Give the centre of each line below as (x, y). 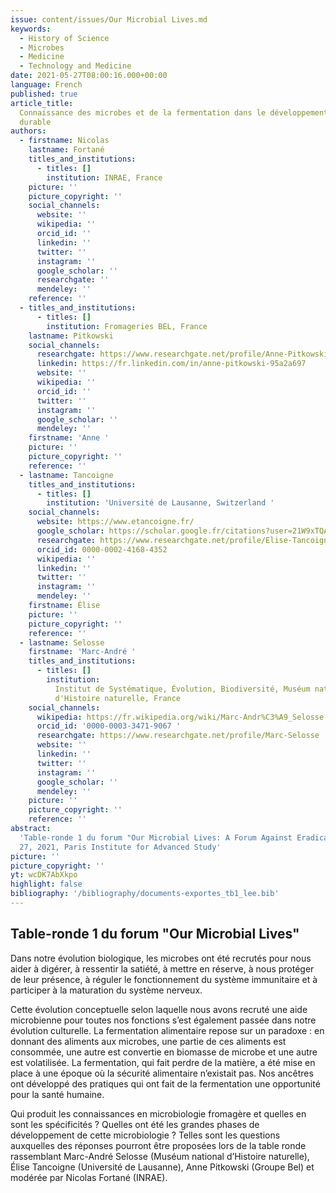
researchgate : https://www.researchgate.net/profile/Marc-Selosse (178, 736)
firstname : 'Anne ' (69, 438)
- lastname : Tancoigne (66, 475)
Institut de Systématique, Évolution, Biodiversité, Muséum (182, 689)
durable (35, 122)
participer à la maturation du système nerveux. (106, 990)
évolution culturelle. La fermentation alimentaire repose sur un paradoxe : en (167, 1030)
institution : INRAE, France (104, 177)
